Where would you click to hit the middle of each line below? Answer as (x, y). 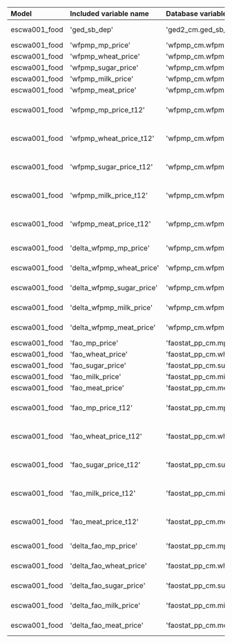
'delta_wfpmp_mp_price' (110, 248)
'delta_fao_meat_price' (107, 625)
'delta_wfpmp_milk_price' (112, 308)
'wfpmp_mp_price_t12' (107, 110)
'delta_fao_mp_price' (104, 546)
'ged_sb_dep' (92, 29)
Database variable (196, 13)
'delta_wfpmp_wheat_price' (115, 268)
